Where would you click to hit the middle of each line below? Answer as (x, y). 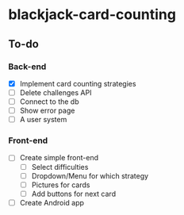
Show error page (47, 111)
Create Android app (52, 202)
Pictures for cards (61, 185)
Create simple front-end (59, 158)
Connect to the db (49, 102)
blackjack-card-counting (92, 15)
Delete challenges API (56, 92)
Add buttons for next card (74, 194)
